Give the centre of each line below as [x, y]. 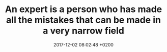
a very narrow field [83, 31]
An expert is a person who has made [83, 9]
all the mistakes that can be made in [83, 20]
